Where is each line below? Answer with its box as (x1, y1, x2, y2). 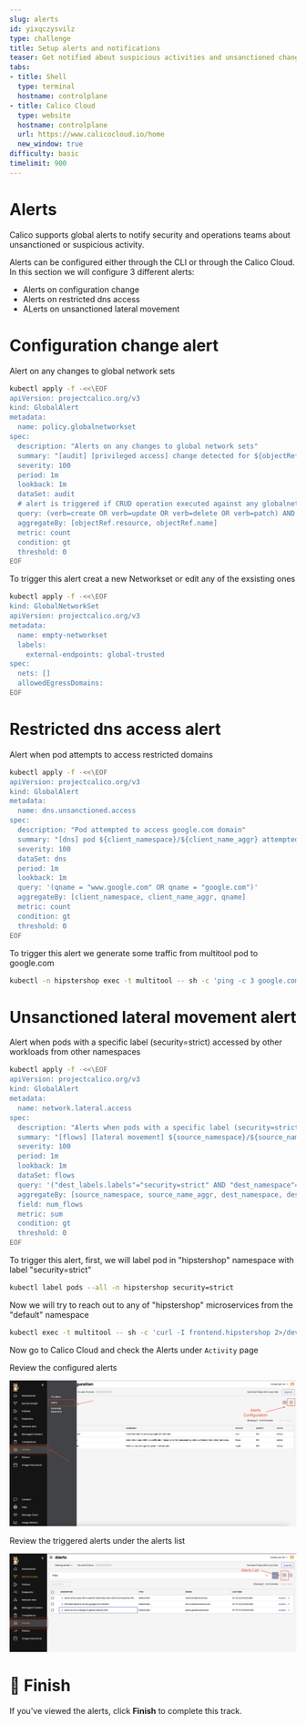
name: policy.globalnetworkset (17, 423, 137, 432)
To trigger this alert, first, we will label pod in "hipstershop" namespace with (9, 1255, 294, 1265)
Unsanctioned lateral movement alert (9, 1006, 297, 1027)
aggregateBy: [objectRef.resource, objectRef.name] (17, 518, 219, 527)
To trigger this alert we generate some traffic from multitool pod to (9, 947, 259, 958)
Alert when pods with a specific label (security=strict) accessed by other (9, 1036, 282, 1047)
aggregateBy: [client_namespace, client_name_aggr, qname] (17, 893, 247, 902)
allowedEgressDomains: (17, 679, 104, 688)
